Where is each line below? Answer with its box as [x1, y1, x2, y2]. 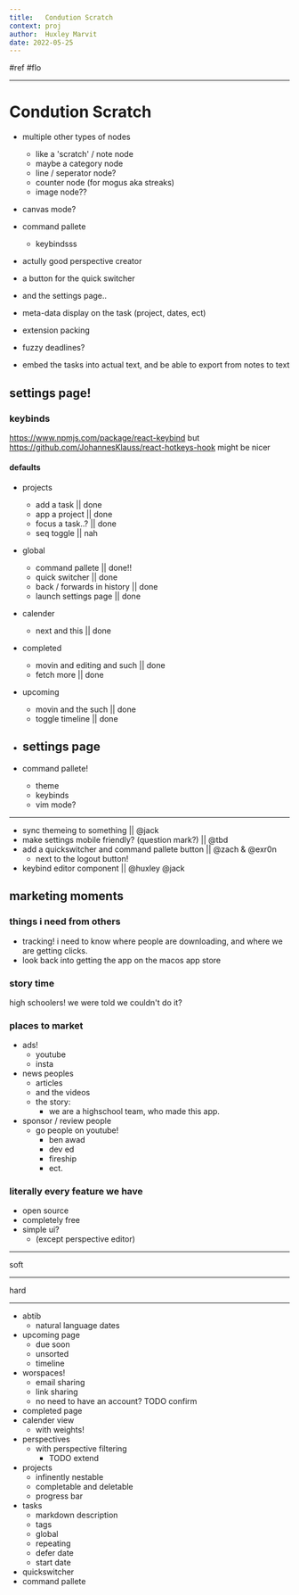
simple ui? [21, 1224, 60, 1236]
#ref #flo [9, 62, 42, 73]
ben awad [48, 1135, 86, 1145]
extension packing [21, 325, 91, 335]
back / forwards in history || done [35, 582, 158, 592]
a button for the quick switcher [21, 273, 135, 284]
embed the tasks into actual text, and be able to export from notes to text [21, 359, 290, 370]
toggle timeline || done [35, 714, 118, 724]
